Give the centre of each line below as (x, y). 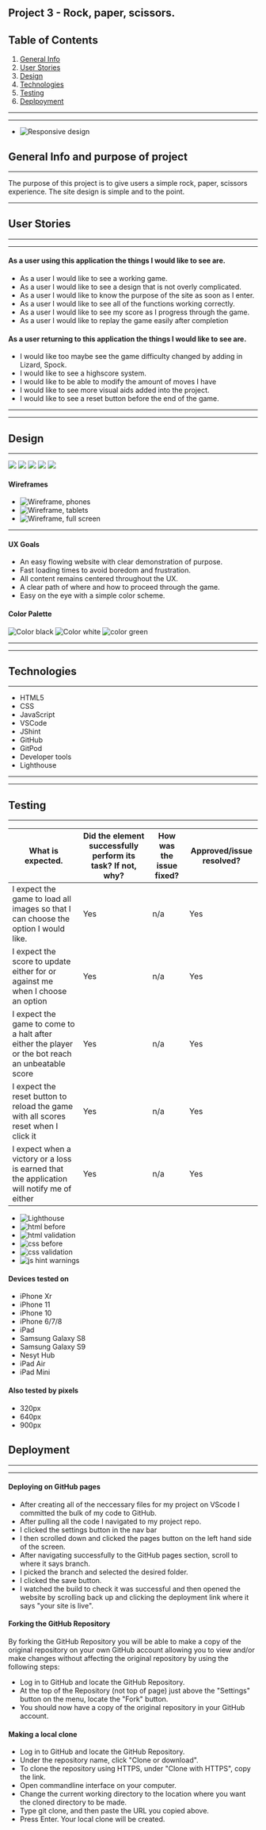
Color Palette (30, 614)
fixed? (167, 876)
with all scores (39, 1116)
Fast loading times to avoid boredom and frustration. (105, 570)
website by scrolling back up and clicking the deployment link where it (134, 1597)
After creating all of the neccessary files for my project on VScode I (129, 1504)
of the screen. (42, 1547)
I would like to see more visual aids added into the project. (114, 390)
